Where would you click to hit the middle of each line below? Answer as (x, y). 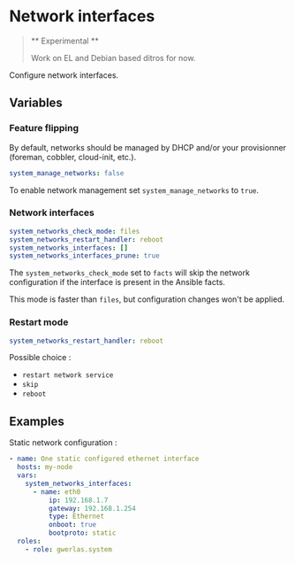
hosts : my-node (45, 467)
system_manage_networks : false (67, 173)
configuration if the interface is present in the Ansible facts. (117, 282)
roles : (29, 542)
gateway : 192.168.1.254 (92, 508)
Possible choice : (40, 358)
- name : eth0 (57, 492)
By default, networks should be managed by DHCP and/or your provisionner (148, 147)
